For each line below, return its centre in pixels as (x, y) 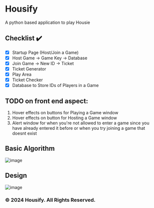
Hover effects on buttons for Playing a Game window (65, 113)
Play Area (22, 74)
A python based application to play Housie (48, 22)
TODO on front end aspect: (47, 101)
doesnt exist (24, 133)
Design (16, 176)
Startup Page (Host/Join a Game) (45, 52)
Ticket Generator (29, 69)
